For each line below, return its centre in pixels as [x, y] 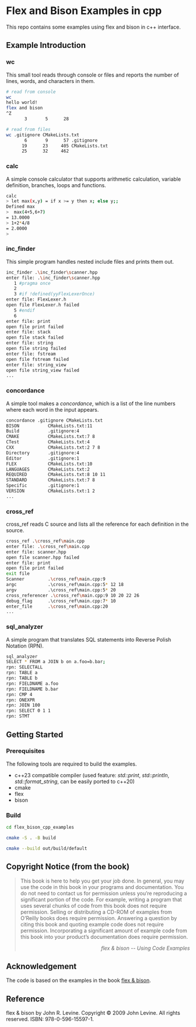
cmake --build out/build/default [47, 848]
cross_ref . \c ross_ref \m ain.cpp [45, 541]
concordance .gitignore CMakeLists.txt [55, 420]
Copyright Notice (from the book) [68, 867]
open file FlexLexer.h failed [43, 305]
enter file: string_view [36, 365]
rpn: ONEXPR [20, 700]
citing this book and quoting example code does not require [92, 924]
